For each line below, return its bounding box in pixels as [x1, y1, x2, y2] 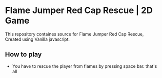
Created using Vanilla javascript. [5, 36, 70, 42]
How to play [5, 50, 42, 59]
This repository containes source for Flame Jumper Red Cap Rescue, [5, 31, 144, 37]
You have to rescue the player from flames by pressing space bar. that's [12, 63, 157, 69]
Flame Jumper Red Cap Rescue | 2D [5, 5, 153, 16]
